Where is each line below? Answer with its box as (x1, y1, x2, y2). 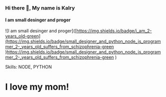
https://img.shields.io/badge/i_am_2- (76, 28, 152, 34)
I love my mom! (5, 82, 69, 93)
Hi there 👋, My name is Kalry (5, 4, 75, 11)
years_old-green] (5, 33, 41, 39)
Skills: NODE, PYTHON (5, 64, 52, 70)
